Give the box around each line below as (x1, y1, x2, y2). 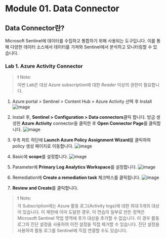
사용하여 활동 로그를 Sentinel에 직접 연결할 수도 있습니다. (17, 228, 127, 234)
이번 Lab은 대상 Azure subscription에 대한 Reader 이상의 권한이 (17, 82, 142, 88)
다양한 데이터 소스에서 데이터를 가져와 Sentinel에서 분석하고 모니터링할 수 (10, 44, 152, 50)
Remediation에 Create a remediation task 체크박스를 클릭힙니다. (12, 174, 141, 180)
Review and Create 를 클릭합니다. (12, 185, 79, 191)
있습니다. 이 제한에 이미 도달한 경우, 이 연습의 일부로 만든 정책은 (22, 209, 145, 215)
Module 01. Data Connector (5, 3, 120, 14)
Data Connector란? (5, 24, 65, 32)
